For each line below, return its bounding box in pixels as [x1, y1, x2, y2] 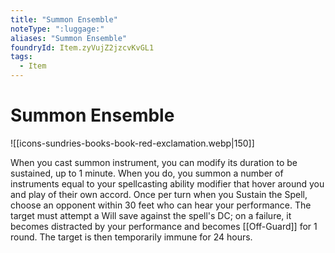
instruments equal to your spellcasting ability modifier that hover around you [10, 177, 325, 190]
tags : [10, 52, 33, 62]
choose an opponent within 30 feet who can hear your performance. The [10, 199, 312, 211]
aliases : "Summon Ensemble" [10, 33, 128, 43]
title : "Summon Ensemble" [10, 14, 118, 25]
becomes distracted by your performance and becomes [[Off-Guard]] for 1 [10, 220, 318, 232]
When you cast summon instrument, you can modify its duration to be [10, 156, 298, 168]
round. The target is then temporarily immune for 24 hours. [10, 231, 253, 243]
